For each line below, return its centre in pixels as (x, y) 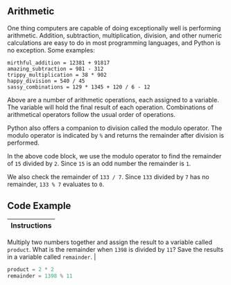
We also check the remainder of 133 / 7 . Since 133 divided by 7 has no (108, 176)
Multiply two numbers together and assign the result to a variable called (110, 242)
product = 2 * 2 (31, 269)
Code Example (39, 206)
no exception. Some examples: (51, 50)
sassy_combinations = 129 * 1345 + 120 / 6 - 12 (79, 87)
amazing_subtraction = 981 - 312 (55, 68)
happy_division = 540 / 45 (46, 81)
